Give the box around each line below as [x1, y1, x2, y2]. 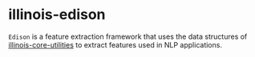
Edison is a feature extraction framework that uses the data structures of [8, 32, 248, 41]
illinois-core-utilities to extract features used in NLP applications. [8, 40, 223, 49]
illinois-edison [8, 6, 106, 24]
